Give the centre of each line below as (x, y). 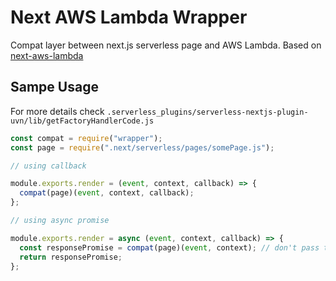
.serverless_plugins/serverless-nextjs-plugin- (207, 112)
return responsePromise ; (71, 257)
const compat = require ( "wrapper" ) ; (86, 138)
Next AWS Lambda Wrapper (129, 17)
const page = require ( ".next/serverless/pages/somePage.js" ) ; (142, 147)
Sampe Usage (54, 87)
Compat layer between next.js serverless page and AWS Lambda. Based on (166, 45)
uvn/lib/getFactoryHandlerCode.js (82, 121)
